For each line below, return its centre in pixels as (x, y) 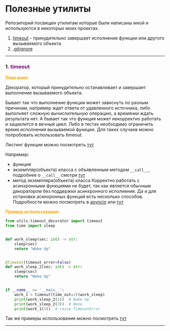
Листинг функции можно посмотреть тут (50, 145)
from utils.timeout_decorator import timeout (54, 221)
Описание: (17, 78)
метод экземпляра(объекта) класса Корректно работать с (76, 181)
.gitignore (23, 49)
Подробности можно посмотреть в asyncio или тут (68, 202)
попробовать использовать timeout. (44, 135)
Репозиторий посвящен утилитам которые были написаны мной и (77, 23)
